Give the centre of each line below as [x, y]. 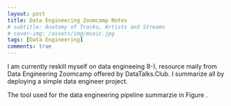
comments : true [30, 46]
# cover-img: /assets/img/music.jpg [61, 33]
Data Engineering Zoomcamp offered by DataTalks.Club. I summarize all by [116, 74]
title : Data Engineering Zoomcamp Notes [68, 20]
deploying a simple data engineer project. [68, 81]
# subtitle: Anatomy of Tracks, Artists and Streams [86, 27]
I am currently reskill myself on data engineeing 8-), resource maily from [112, 66]
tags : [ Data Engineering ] [45, 40]
